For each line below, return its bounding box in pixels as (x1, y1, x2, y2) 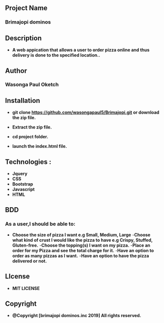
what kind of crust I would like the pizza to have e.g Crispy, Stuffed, (12, 237, 153, 243)
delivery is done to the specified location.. (12, 52, 101, 58)
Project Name (5, 4, 48, 12)
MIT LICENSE (12, 285, 40, 291)
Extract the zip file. (12, 124, 52, 130)
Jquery (12, 171, 28, 177)
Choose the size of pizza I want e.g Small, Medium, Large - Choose (12, 231, 151, 238)
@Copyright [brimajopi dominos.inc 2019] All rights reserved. (12, 313, 141, 319)
